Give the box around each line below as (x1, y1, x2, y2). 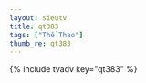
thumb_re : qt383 (9, 38, 71, 48)
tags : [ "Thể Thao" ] (9, 30, 84, 39)
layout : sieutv (9, 13, 68, 23)
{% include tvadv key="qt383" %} (9, 64, 139, 75)
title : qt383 (9, 22, 59, 31)
